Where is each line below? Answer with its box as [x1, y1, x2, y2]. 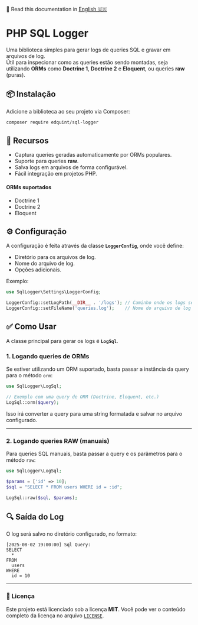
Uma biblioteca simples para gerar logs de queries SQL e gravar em [6, 46, 171, 53]
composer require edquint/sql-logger [6, 119, 99, 125]
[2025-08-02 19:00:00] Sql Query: [6, 542, 91, 548]
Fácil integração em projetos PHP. [14, 170, 97, 177]
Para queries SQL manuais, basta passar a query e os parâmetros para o [6, 450, 183, 458]
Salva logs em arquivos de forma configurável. [14, 164, 128, 171]
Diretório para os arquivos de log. [14, 254, 96, 261]
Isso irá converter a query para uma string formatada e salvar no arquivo [6, 410, 183, 417]
